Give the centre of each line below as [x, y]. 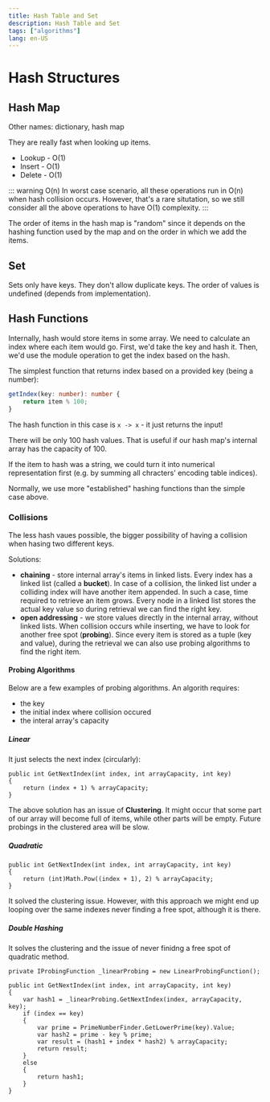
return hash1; [61, 1077]
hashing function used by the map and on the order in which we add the [128, 232]
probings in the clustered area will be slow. [79, 827]
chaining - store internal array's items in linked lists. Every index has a [136, 575]
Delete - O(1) [41, 175]
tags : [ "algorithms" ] [45, 31]
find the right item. [51, 651]
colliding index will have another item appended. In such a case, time [134, 592]
